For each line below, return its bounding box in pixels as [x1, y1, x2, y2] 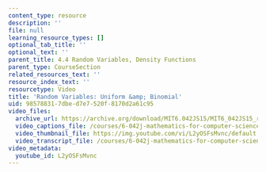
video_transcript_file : [15, 136, 93, 145]
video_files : [8, 108, 51, 116]
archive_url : [15, 115, 59, 123]
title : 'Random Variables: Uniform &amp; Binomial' [8, 93, 182, 101]
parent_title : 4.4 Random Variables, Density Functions [8, 56, 196, 64]
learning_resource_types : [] [8, 33, 104, 42]
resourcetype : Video [8, 85, 77, 94]
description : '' [8, 19, 62, 27]
